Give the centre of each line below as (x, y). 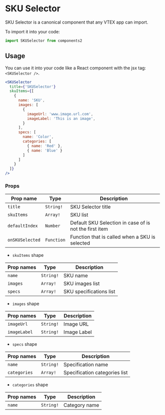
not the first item (89, 229)
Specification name (86, 365)
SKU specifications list (89, 292)
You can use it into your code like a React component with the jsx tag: (76, 68)
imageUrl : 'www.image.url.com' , (60, 114)
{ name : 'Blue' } (45, 150)
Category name (82, 405)
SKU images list (82, 284)
